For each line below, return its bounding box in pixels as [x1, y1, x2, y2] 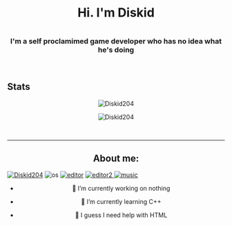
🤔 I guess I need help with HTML [75, 211, 168, 219]
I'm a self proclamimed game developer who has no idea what [10, 37, 222, 46]
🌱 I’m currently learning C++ [81, 198, 162, 206]
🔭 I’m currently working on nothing [72, 185, 171, 193]
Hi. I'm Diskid [77, 5, 155, 21]
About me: [93, 152, 139, 164]
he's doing [97, 45, 135, 55]
